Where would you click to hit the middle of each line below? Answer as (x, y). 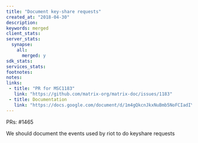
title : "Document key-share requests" (54, 12)
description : (22, 22)
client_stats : (24, 34)
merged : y (34, 56)
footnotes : (19, 72)
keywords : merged (27, 28)
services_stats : (26, 66)
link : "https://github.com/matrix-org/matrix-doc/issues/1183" (93, 94)
